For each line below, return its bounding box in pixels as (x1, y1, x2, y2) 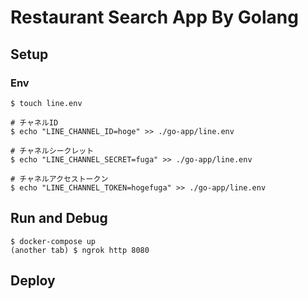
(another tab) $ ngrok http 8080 (10, 245, 150, 255)
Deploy (10, 272, 56, 290)
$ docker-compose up (10, 236, 97, 246)
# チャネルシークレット (10, 146, 95, 156)
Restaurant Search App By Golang (10, 6, 299, 29)
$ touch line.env (10, 98, 83, 108)
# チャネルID (10, 117, 59, 128)
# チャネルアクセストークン (10, 174, 109, 184)
